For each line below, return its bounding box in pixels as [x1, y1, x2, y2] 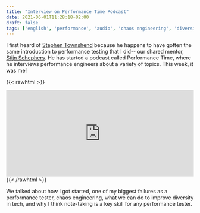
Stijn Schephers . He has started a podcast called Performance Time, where [6, 54, 192, 61]
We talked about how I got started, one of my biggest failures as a [6, 188, 168, 195]
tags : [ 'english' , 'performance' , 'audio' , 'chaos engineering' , [6, 25, 172, 32]
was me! [6, 67, 27, 74]
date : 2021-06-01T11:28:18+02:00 [6, 14, 89, 20]
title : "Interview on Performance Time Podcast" [6, 8, 129, 15]
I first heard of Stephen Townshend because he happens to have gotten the [6, 42, 192, 49]
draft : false [6, 20, 39, 26]
